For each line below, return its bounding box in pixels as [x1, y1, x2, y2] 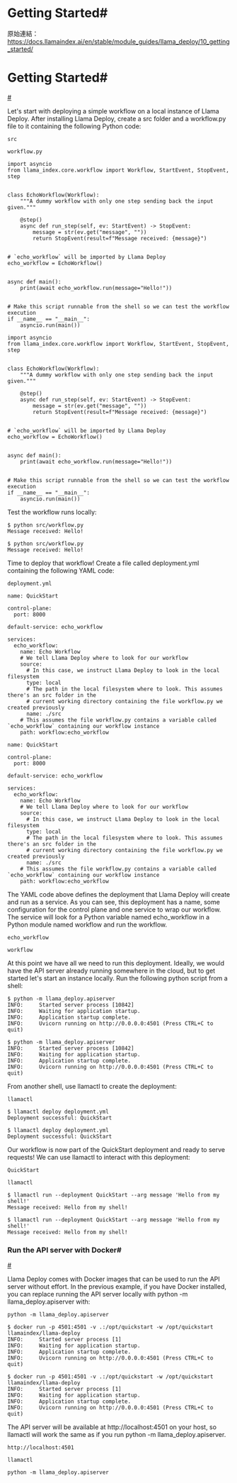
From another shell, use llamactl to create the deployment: [7, 1082, 177, 1090]
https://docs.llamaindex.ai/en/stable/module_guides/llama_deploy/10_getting [7, 37, 230, 45]
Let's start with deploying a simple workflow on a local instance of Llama [7, 106, 219, 115]
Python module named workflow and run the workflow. [7, 920, 168, 929]
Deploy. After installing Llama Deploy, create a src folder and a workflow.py [7, 114, 226, 123]
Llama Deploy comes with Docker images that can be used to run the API [7, 1275, 221, 1284]
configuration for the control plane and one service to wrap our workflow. [7, 905, 221, 914]
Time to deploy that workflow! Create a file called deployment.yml [7, 559, 200, 567]
